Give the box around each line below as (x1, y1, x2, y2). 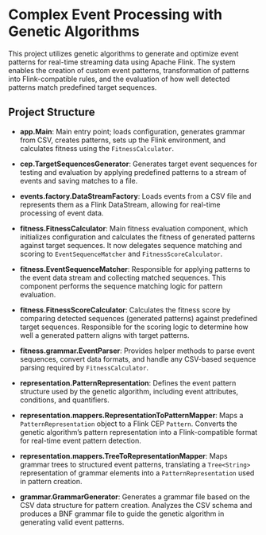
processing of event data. (19, 208, 104, 218)
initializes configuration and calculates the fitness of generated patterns (19, 232, 256, 242)
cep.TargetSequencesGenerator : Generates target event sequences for (19, 159, 257, 169)
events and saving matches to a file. (19, 176, 138, 185)
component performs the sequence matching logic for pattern (19, 281, 223, 291)
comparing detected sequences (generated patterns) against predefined (19, 313, 258, 323)
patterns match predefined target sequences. (8, 82, 157, 92)
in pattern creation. (19, 476, 83, 486)
